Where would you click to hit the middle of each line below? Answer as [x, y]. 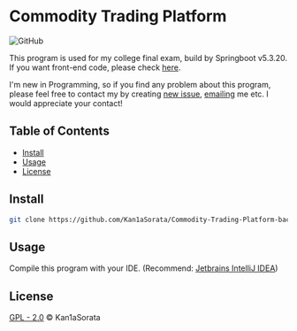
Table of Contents [60, 131]
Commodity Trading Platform [118, 16]
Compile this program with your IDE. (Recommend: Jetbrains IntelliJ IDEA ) [144, 268]
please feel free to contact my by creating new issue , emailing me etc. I [139, 94]
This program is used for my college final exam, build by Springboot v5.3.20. [148, 58]
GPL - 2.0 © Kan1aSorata [55, 318]
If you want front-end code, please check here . [95, 67]
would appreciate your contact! [66, 103]
